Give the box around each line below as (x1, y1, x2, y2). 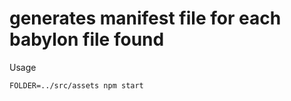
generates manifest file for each (9, 7, 282, 30)
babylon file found (9, 28, 165, 51)
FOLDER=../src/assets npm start (9, 80, 144, 91)
